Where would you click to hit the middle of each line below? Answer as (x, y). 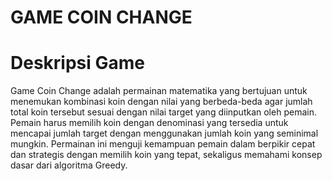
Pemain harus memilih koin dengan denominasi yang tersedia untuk (149, 123)
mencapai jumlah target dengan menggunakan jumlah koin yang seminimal (164, 133)
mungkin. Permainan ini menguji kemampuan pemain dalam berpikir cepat (163, 144)
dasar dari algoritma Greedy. (69, 165)
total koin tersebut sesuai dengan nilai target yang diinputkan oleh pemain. (163, 112)
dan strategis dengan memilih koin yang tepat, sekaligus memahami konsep (166, 155)
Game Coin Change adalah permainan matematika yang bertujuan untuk (159, 91)
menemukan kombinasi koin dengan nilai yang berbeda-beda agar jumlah (161, 102)
